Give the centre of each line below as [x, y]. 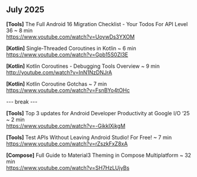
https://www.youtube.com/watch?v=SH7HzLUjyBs [68, 167]
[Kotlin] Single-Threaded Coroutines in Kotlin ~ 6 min [71, 48]
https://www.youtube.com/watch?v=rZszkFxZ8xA [67, 143]
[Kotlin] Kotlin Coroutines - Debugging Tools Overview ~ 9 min [83, 66]
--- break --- [22, 102]
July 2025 [25, 10]
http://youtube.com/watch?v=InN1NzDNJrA [59, 72]
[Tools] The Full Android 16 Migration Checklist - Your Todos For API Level [97, 24]
